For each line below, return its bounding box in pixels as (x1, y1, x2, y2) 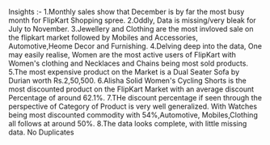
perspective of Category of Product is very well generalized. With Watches (8, 101, 257, 111)
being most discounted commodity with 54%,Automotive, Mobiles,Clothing (8, 110, 259, 120)
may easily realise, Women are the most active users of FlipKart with (8, 50, 237, 59)
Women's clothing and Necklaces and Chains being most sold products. (8, 58, 249, 68)
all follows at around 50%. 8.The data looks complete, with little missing (8, 119, 247, 128)
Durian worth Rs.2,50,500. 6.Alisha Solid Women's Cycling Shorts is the (8, 76, 247, 85)
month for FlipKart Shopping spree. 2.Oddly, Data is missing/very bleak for (8, 15, 256, 25)
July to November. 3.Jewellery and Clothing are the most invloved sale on (8, 24, 254, 33)
